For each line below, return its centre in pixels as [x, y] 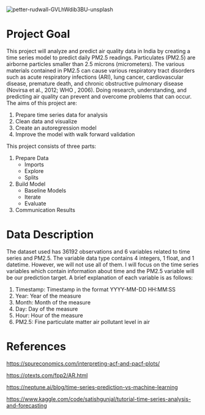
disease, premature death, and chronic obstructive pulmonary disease [95, 83]
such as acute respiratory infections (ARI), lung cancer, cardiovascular [95, 77]
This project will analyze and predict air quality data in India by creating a [99, 51]
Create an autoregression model [56, 128]
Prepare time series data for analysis [61, 115]
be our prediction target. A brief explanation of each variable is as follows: [100, 277]
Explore [34, 171]
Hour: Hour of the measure [49, 315]
